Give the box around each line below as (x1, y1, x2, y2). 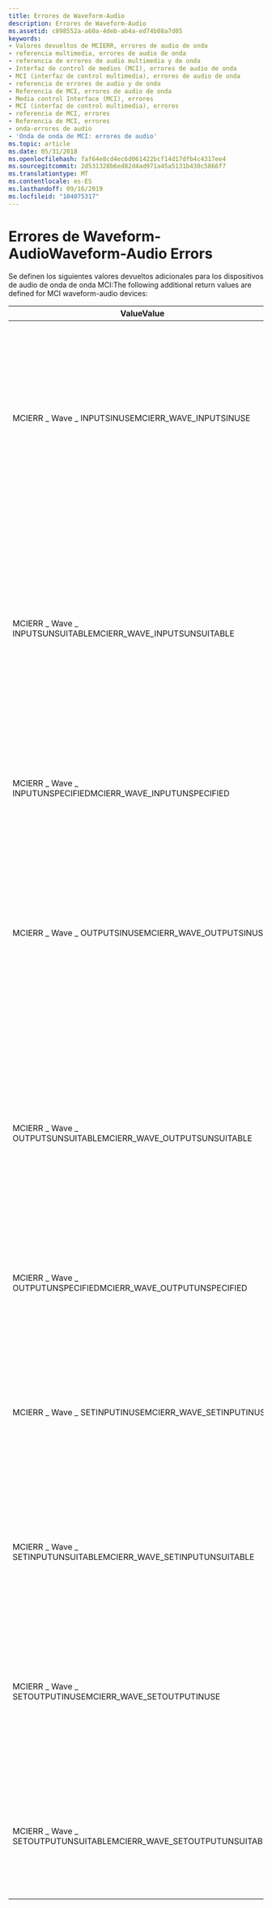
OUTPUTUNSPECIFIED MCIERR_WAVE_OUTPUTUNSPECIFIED (12, 1282, 248, 1293)
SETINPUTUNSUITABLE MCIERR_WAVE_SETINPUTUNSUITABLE (12, 1551, 255, 1562)
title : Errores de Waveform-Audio (8, 11, 125, 20)
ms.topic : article (8, 139, 70, 148)
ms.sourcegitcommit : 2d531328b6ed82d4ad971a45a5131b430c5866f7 (8, 163, 227, 171)
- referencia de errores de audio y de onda (8, 79, 161, 87)
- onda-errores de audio (8, 125, 92, 133)
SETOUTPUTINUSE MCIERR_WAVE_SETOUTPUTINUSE (12, 1690, 221, 1702)
